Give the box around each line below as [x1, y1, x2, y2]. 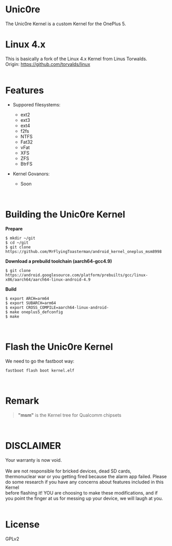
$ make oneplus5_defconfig [5, 310, 63, 315]
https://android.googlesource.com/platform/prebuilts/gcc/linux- [5, 272, 148, 278]
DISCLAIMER [5, 440, 62, 451]
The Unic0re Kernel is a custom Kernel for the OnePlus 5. [5, 21, 126, 27]
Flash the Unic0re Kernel [5, 341, 113, 353]
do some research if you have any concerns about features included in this [5, 479, 164, 485]
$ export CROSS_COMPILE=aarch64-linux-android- [5, 305, 109, 310]
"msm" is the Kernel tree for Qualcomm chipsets [17, 412, 122, 418]
